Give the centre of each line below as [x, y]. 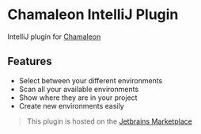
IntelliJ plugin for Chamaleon [54, 36]
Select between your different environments [91, 80]
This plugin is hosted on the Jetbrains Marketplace [110, 121]
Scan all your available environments [79, 89]
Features [30, 61]
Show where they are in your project [78, 98]
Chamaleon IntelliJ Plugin [93, 15]
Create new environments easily [71, 105]
